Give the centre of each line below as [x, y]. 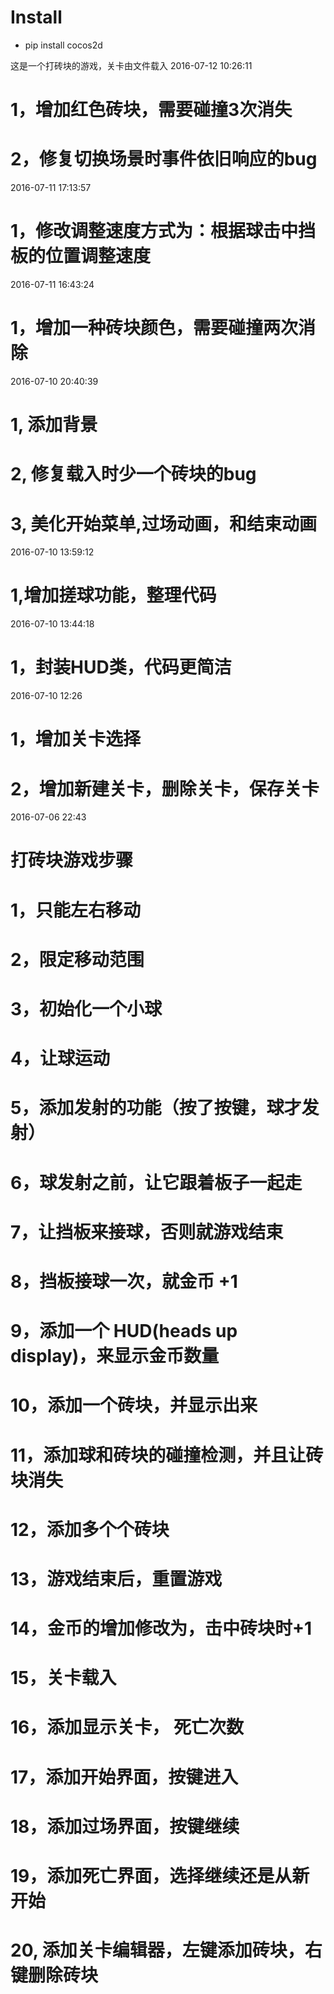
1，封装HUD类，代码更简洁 [121, 667]
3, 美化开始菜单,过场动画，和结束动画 [163, 523]
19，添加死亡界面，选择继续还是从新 [160, 1876]
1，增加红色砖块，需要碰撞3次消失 [151, 110]
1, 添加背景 [54, 425]
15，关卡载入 [63, 1678]
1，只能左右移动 [76, 910]
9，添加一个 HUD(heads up [124, 1331]
